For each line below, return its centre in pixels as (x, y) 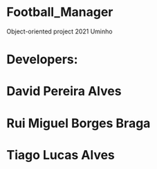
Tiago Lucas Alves (61, 155)
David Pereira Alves (64, 91)
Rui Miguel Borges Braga (78, 123)
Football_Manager (60, 12)
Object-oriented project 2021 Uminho (59, 31)
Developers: (42, 59)
